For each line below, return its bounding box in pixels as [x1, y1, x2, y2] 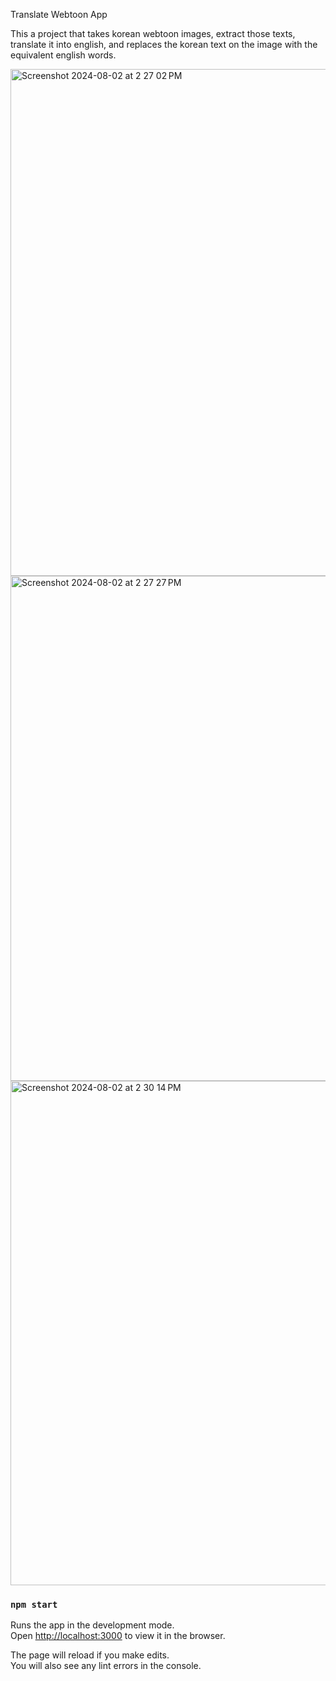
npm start [10, 1599, 58, 1610]
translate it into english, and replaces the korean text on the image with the [10, 39, 318, 50]
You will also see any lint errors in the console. [10, 1660, 202, 1672]
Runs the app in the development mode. [10, 1619, 175, 1631]
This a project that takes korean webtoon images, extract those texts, [10, 28, 296, 39]
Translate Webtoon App [10, 9, 108, 20]
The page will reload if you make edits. [10, 1649, 170, 1661]
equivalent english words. [10, 49, 117, 61]
